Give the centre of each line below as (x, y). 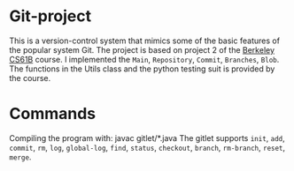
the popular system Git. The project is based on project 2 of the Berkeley (142, 49)
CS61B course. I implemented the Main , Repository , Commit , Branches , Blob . (144, 59)
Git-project (50, 16)
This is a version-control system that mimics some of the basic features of (145, 41)
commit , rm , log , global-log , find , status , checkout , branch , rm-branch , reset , (147, 147)
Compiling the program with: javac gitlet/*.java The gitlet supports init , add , (147, 138)
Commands (53, 114)
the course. (30, 78)
